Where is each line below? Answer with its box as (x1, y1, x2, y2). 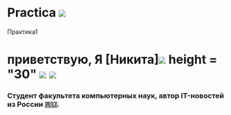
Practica (7, 5, 57, 21)
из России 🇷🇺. (7, 100, 60, 109)
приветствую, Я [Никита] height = (7, 52, 218, 67)
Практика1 (7, 28, 38, 36)
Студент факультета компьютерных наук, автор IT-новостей (7, 91, 225, 101)
